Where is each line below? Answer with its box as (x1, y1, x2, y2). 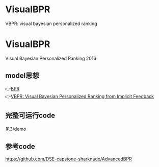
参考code (5, 142, 35, 151)
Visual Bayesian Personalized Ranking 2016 (5, 55, 97, 61)
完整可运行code (5, 111, 55, 120)
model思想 (5, 71, 39, 80)
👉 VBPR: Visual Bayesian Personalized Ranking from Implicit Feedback (5, 93, 154, 99)
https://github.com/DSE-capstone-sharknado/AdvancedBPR (5, 156, 132, 162)
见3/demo (5, 126, 26, 132)
